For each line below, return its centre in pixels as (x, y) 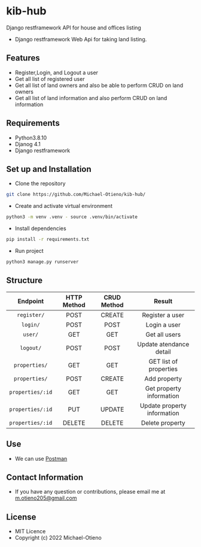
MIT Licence (30, 531)
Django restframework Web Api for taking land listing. (81, 39)
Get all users (163, 334)
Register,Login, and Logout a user (57, 72)
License (21, 517)
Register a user (163, 315)
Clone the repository (40, 183)
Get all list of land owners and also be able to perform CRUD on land (99, 85)
